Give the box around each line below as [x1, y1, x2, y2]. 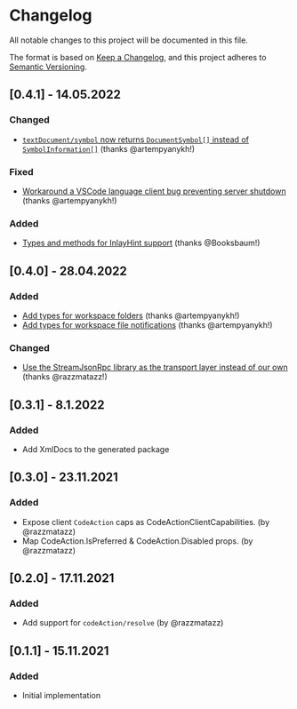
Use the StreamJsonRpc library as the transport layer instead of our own [21, 362, 288, 373]
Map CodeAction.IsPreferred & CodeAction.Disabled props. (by [21, 535, 253, 546]
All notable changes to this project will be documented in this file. [9, 35, 249, 45]
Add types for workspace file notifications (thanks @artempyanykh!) [21, 319, 273, 330]
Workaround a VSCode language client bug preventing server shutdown [21, 186, 286, 196]
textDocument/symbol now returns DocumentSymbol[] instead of [21, 134, 249, 145]
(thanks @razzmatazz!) [21, 371, 108, 382]
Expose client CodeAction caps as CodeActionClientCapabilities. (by [21, 516, 270, 527]
